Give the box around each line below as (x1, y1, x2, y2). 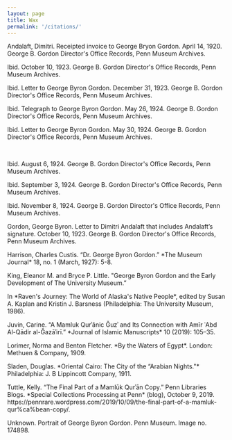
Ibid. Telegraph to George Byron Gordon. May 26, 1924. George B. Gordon (7, 105, 218, 113)
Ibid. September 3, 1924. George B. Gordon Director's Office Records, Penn (7, 181, 222, 189)
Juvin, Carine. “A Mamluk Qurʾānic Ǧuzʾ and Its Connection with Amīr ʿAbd (7, 320, 217, 329)
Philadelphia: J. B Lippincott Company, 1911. (7, 370, 132, 378)
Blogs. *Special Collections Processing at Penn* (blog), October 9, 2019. (7, 391, 215, 399)
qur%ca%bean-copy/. (7, 405, 71, 414)
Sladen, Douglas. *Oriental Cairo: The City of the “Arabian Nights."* (7, 362, 199, 370)
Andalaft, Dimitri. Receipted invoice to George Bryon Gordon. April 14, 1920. (7, 42, 222, 51)
